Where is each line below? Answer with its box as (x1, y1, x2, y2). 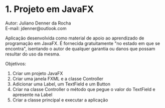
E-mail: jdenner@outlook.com (5, 25, 67, 31)
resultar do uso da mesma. (5, 51, 61, 57)
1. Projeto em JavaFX (5, 3, 94, 15)
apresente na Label (12, 91, 53, 97)
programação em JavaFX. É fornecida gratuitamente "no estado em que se (5, 40, 160, 46)
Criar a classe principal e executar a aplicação (12, 96, 108, 103)
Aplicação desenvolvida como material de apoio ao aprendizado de (5, 35, 144, 41)
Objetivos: (5, 60, 27, 66)
